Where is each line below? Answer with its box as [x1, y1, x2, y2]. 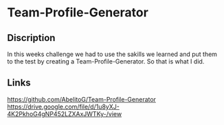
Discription [7, 32, 56, 44]
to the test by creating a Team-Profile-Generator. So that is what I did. [7, 57, 205, 66]
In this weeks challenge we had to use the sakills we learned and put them [7, 50, 218, 58]
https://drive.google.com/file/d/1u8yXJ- [7, 102, 120, 111]
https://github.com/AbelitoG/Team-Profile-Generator [7, 95, 157, 103]
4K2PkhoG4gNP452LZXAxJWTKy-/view [7, 109, 122, 117]
